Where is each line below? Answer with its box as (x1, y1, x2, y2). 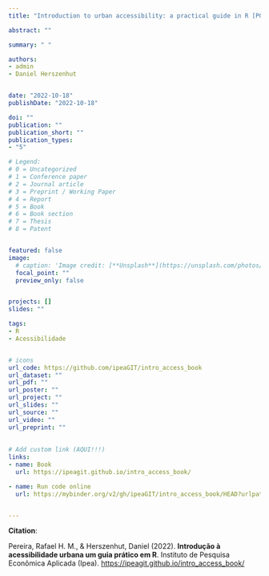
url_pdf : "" (8, 379, 48, 387)
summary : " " (8, 41, 52, 49)
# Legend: (8, 158, 42, 166)
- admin (8, 63, 34, 71)
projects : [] (8, 298, 52, 306)
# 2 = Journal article (8, 180, 84, 189)
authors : (8, 55, 38, 63)
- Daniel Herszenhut (8, 70, 78, 79)
